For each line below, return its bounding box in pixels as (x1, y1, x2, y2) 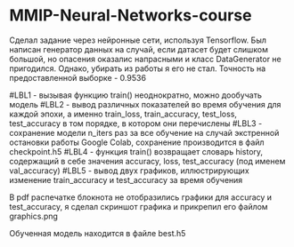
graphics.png (9, 211, 58, 221)
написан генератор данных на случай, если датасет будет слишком (9, 44, 269, 54)
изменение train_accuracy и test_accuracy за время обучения (9, 174, 243, 185)
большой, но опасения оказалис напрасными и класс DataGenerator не (9, 53, 282, 64)
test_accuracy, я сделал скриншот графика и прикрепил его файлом (9, 201, 269, 211)
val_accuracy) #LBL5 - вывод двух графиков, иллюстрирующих (9, 165, 249, 176)
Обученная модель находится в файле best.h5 (9, 227, 186, 238)
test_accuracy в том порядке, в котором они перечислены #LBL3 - (9, 117, 263, 129)
